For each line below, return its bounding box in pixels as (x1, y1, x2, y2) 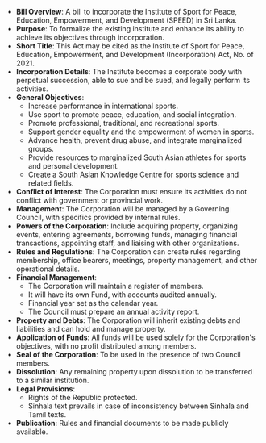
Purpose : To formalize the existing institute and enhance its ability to (15, 24, 244, 33)
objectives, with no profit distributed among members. (15, 341, 197, 350)
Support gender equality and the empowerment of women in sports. (27, 127, 255, 136)
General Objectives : (15, 93, 85, 102)
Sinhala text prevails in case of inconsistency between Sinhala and (27, 401, 249, 411)
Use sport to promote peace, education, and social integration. (27, 110, 236, 119)
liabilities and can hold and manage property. (15, 324, 167, 333)
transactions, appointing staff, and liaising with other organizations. (15, 238, 239, 248)
